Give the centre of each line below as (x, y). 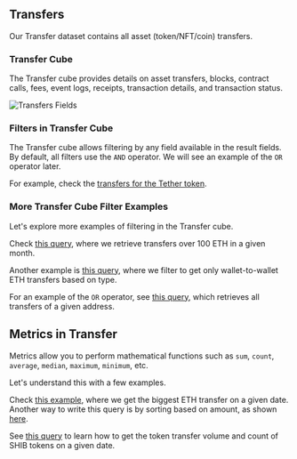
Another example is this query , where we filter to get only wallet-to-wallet (144, 270)
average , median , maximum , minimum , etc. (79, 365)
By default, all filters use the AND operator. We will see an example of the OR (146, 157)
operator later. (35, 166)
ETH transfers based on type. (63, 279)
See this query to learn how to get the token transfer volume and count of (144, 436)
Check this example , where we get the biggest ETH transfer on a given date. (149, 399)
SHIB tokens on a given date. (62, 445)
